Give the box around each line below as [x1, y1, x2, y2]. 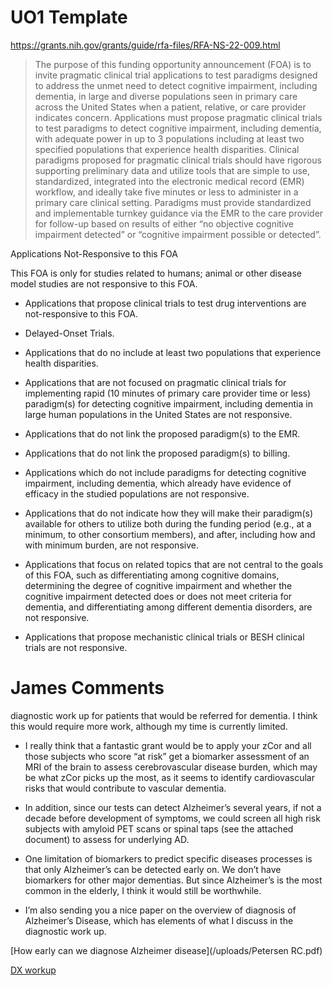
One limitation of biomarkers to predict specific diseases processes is [24, 852, 313, 865]
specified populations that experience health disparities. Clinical [34, 143, 300, 155]
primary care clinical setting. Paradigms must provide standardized [34, 196, 312, 208]
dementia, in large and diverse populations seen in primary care [34, 90, 298, 102]
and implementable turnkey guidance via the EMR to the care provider [34, 207, 324, 219]
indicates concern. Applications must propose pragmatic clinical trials [34, 111, 323, 123]
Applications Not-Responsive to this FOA [10, 247, 178, 260]
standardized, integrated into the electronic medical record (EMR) [34, 175, 305, 187]
